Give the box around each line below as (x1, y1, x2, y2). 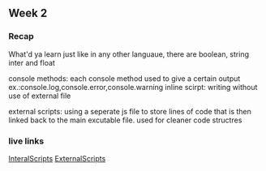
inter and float (8, 58, 55, 67)
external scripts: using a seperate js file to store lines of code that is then (8, 106, 251, 116)
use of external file (8, 91, 71, 100)
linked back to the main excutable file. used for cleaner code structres (8, 115, 242, 125)
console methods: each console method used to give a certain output (8, 73, 241, 83)
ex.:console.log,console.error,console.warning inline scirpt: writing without (8, 82, 258, 92)
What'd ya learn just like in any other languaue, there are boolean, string (8, 49, 250, 59)
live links (8, 135, 45, 147)
